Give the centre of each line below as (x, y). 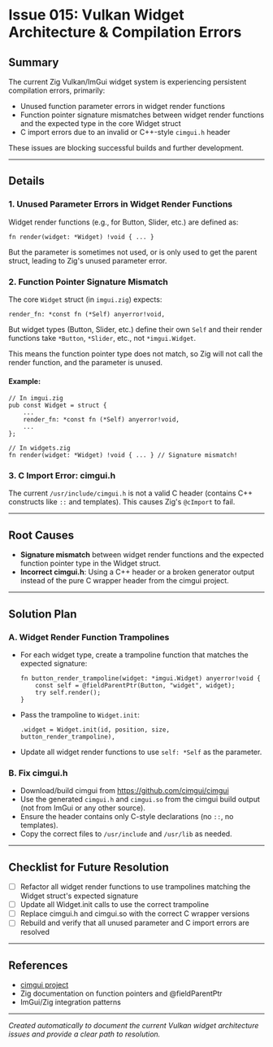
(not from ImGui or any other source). (83, 808)
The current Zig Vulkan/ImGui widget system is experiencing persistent (128, 82)
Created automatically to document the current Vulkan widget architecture (134, 1026)
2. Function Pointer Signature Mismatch (89, 281)
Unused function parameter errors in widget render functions (123, 106)
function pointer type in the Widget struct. (90, 564)
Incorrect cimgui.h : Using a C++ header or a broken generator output (137, 572)
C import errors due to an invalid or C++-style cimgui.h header (125, 132)
